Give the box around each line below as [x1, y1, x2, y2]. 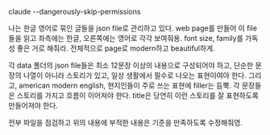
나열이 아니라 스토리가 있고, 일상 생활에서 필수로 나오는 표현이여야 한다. [23, 71, 247, 80]
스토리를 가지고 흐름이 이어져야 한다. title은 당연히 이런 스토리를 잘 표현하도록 [16, 91, 260, 100]
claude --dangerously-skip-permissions [8, 7, 141, 16]
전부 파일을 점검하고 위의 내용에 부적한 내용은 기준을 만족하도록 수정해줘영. [8, 118, 243, 127]
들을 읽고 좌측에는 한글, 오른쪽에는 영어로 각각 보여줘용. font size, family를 [8, 34, 243, 43]
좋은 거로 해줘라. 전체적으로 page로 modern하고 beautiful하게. [16, 43, 215, 53]
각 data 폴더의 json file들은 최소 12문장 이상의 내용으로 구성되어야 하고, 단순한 [8, 60, 254, 70]
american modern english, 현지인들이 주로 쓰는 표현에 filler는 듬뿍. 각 [19, 80, 240, 90]
